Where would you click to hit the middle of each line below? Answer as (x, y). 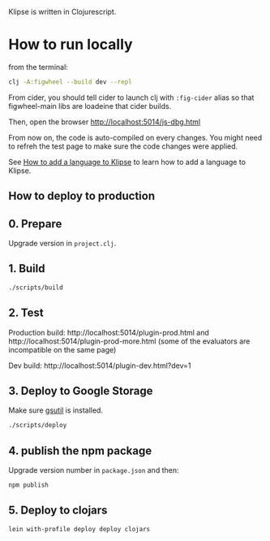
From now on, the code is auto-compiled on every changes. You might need (135, 137)
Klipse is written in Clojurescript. (62, 12)
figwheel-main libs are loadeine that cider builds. (90, 106)
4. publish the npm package (80, 450)
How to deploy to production (82, 196)
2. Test (26, 313)
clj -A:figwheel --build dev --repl (70, 82)
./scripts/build (36, 288)
